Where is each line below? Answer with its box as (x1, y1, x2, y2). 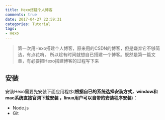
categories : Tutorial (5, 21, 51, 27)
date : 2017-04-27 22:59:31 (5, 17, 62, 22)
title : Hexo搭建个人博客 (5, 7, 53, 13)
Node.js (12, 104, 29, 111)
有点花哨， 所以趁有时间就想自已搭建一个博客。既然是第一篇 (26, 51, 151, 57)
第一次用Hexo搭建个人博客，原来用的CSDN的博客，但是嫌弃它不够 (17, 45, 156, 51)
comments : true (5, 12, 37, 17)
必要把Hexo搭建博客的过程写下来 (31, 58, 99, 64)
